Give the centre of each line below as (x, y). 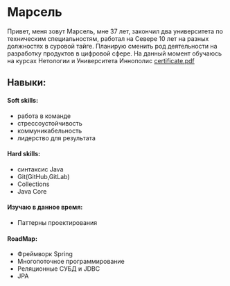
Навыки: (27, 83)
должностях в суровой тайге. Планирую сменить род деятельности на (112, 46)
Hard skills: (24, 154)
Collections (33, 184)
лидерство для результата (56, 138)
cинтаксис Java (40, 169)
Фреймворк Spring (45, 254)
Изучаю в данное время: (45, 207)
